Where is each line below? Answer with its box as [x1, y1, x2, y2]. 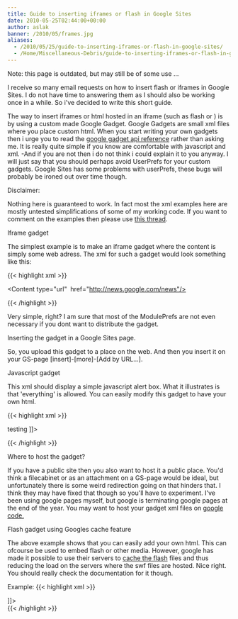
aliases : [7, 37, 33, 44]
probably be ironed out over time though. [7, 172, 127, 181]
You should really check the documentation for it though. [7, 569, 174, 577]
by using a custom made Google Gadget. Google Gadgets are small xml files [7, 119, 230, 128]
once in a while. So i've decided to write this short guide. [7, 98, 174, 106]
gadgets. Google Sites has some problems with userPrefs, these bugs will [7, 164, 222, 173]
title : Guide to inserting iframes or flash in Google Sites [7, 10, 192, 18]
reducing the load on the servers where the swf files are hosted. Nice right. [7, 561, 227, 569]
